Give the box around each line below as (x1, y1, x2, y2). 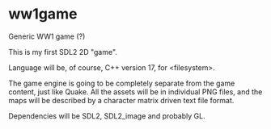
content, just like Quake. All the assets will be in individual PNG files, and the (8, 86, 263, 97)
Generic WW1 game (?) (8, 31, 86, 41)
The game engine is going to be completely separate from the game (8, 78, 235, 88)
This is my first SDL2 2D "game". (8, 47, 117, 56)
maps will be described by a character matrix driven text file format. (8, 95, 235, 105)
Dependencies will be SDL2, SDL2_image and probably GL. (8, 110, 205, 121)
